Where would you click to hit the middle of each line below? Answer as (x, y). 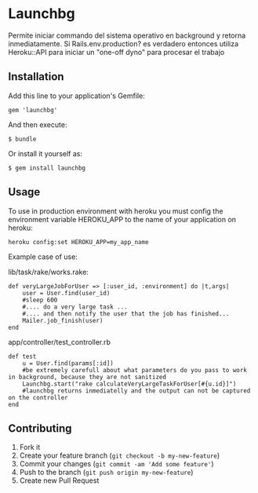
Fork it (30, 447)
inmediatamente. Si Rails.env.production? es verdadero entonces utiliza (124, 43)
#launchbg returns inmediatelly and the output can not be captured (136, 391)
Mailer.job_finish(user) (63, 320)
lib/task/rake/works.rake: (48, 272)
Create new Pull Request (59, 480)
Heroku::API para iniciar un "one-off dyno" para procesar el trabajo (116, 52)
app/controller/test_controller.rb (60, 341)
